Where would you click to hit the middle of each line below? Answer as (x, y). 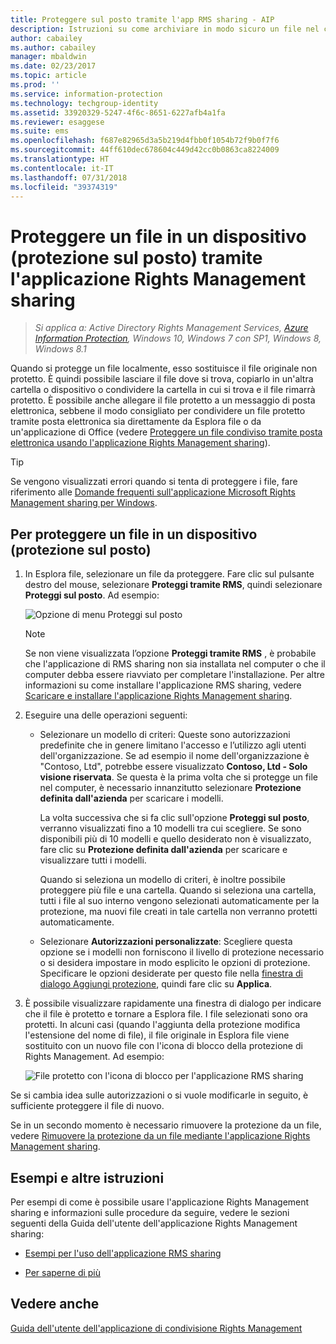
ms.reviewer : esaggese (57, 122)
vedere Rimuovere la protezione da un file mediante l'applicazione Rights (160, 1136)
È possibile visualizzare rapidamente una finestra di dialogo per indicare (173, 1003)
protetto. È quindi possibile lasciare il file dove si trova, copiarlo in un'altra (162, 379)
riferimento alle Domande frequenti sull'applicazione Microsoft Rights (153, 492)
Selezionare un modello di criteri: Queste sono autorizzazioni (165, 735)
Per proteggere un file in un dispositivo (134, 534)
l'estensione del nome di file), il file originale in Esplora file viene (157, 1035)
